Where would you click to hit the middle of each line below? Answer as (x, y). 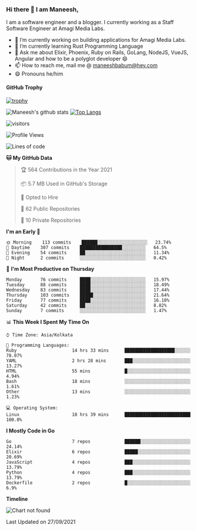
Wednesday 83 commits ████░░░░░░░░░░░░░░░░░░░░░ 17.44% (88, 290)
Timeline (17, 499)
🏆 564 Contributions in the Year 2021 (66, 169)
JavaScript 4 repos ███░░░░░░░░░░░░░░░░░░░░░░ (98, 462)
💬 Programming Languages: (38, 345)
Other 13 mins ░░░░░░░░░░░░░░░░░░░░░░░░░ (98, 392)
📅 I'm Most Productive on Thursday (50, 268)
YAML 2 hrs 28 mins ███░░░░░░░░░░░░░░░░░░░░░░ (98, 360)
